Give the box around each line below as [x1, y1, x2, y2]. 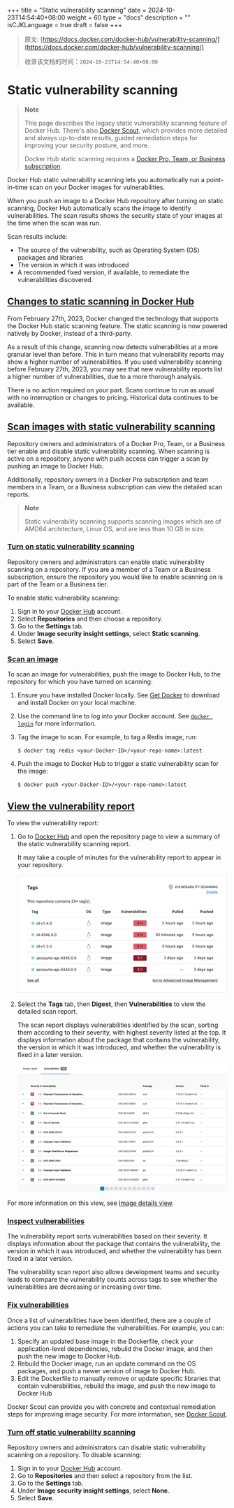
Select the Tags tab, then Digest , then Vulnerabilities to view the [17, 1000, 206, 1008]
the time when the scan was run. [7, 219, 101, 227]
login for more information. [17, 719, 96, 728]
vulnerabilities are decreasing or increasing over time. [7, 1282, 162, 1291]
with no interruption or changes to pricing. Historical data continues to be [7, 393, 219, 401]
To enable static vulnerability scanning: [7, 593, 120, 602]
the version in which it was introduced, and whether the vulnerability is [17, 1043, 221, 1051]
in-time [7, 183, 28, 191]
